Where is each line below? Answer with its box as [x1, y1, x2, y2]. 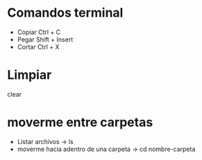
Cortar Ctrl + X [17, 42, 60, 51]
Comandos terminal [7, 5, 124, 21]
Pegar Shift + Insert [17, 35, 74, 43]
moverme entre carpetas [7, 115, 153, 130]
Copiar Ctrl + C [17, 28, 61, 36]
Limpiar [7, 67, 52, 83]
